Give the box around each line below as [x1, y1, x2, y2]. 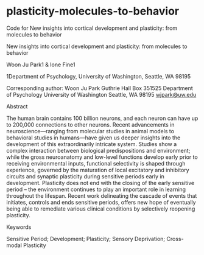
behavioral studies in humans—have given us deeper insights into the [6, 134, 181, 141]
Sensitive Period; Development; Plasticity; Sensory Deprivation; [6, 235, 166, 242]
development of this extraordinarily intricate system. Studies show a [6, 140, 177, 147]
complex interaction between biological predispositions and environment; [6, 147, 191, 154]
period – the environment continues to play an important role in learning [6, 186, 186, 193]
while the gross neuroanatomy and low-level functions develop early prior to [6, 153, 198, 161]
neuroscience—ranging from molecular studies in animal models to [6, 127, 175, 134]
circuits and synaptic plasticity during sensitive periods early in [6, 172, 164, 180]
